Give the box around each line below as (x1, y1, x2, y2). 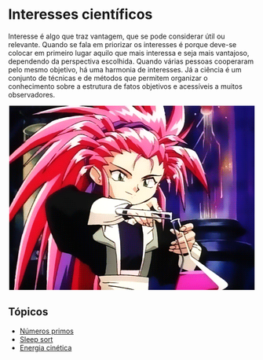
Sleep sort (19, 334, 53, 343)
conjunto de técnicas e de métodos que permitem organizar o (8, 73, 208, 83)
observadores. (8, 90, 56, 99)
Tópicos (8, 305, 49, 319)
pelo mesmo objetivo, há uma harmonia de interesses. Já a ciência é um (8, 64, 242, 74)
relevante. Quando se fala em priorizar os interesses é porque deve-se (8, 39, 237, 49)
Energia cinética (19, 343, 72, 352)
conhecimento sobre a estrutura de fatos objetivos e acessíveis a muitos (8, 81, 243, 91)
